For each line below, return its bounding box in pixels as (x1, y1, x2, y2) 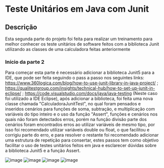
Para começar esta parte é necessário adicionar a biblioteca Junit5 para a (5, 70, 155, 75)
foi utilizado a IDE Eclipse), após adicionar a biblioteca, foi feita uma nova (5, 96, 153, 101)
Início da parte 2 (5, 58, 45, 65)
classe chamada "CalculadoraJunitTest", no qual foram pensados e (5, 101, 141, 107)
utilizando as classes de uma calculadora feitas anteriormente (5, 47, 131, 52)
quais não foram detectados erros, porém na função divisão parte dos (5, 117, 147, 122)
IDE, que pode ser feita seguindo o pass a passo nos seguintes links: (5, 75, 144, 81)
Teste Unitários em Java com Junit (5, 3, 149, 15)
